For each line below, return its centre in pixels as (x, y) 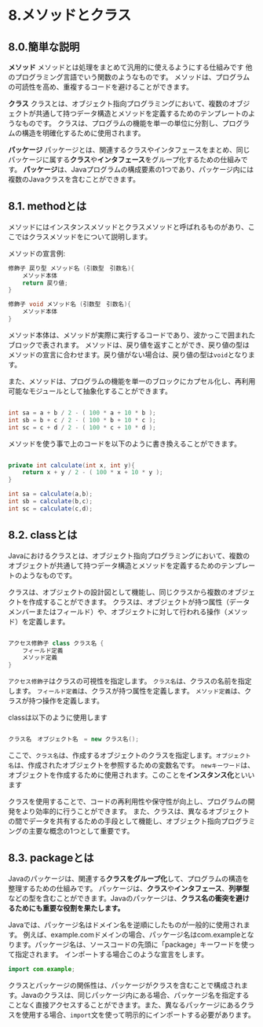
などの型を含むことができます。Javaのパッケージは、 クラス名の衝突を (122, 898)
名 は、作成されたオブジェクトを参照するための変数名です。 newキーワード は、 (131, 765)
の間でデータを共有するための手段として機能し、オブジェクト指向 (115, 821)
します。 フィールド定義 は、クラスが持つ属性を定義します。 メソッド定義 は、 (126, 691)
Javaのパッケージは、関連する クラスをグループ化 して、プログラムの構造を (129, 878)
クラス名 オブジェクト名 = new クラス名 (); (74, 739)
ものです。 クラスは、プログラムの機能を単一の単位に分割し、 (122, 123)
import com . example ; (42, 969)
